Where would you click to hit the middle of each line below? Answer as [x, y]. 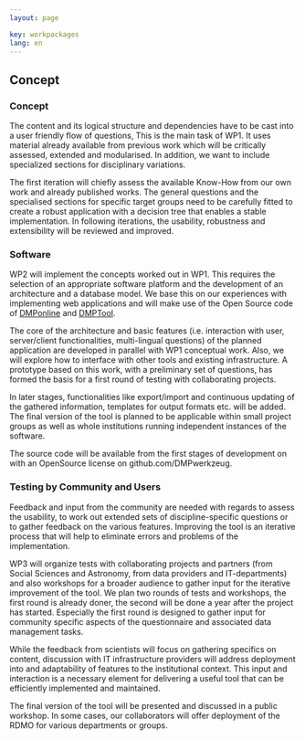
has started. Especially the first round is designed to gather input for [138, 612]
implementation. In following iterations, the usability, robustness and [137, 221]
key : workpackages [44, 34]
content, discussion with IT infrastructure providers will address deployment [153, 659]
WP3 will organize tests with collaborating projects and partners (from [141, 564]
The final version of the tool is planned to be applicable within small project [151, 417]
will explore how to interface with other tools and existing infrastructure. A [148, 360]
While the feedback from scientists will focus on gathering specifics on [143, 649]
